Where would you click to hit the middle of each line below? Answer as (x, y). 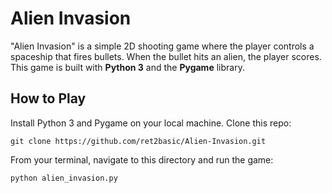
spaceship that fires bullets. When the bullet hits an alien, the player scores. (166, 56)
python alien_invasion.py (64, 178)
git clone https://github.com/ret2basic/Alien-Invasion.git (138, 141)
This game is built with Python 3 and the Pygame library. (127, 67)
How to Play (48, 98)
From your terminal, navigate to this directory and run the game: (142, 159)
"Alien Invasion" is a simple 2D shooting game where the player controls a (162, 46)
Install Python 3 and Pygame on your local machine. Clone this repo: (151, 123)
